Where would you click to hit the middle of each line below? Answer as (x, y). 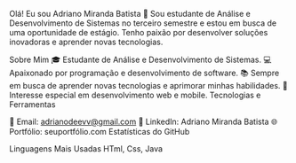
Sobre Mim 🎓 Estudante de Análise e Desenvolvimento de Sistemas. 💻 (140, 59)
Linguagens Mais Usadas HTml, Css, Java (86, 149)
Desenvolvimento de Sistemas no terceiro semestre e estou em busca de (143, 23)
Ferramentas (32, 105)
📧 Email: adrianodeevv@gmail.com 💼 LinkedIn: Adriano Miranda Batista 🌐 (144, 121)
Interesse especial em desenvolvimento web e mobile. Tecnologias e (135, 95)
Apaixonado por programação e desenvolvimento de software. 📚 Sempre (144, 73)
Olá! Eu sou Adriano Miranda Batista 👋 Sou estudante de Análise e (130, 14)
